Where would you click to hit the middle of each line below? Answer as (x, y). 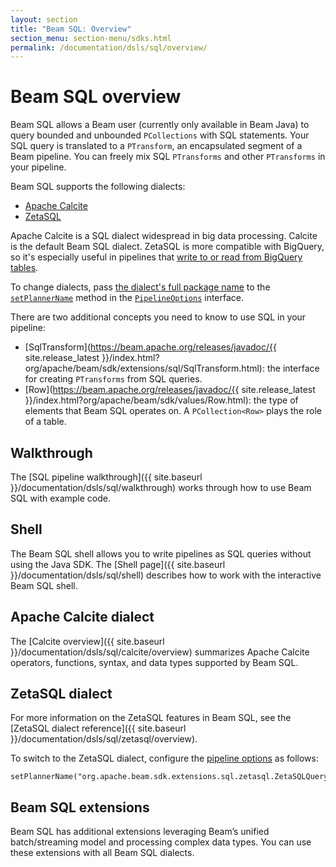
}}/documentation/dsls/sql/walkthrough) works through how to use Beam (161, 487)
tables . (24, 268)
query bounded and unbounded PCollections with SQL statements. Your (160, 135)
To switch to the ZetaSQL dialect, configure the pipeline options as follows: (164, 758)
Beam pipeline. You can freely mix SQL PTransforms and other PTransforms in (168, 157)
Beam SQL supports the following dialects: (98, 187)
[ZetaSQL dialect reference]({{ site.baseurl (98, 728)
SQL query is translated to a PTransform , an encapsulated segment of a (156, 146)
